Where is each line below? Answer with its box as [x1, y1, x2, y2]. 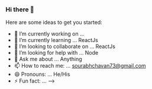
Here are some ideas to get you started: [5, 19, 103, 26]
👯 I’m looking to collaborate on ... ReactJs [14, 43, 116, 50]
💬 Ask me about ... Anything [14, 56, 82, 63]
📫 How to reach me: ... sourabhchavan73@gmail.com [14, 62, 146, 69]
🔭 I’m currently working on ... [14, 30, 85, 37]
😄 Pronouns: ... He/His [14, 71, 70, 78]
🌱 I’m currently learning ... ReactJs [14, 37, 98, 44]
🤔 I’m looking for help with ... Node [14, 49, 99, 56]
